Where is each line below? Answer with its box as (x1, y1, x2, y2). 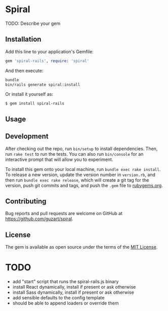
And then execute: (5, 67, 44, 74)
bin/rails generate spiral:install (5, 82, 80, 87)
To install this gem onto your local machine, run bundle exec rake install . (5, 166, 161, 172)
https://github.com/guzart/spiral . (5, 216, 73, 222)
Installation (5, 35, 41, 44)
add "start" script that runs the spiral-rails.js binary (12, 279, 119, 285)
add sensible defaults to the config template (12, 295, 105, 301)
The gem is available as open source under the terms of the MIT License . (5, 244, 158, 250)
